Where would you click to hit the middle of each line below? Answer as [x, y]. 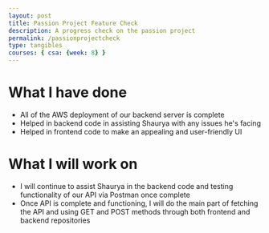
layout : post [30, 16]
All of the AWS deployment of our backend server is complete [122, 114]
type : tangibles [35, 46]
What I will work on [73, 164]
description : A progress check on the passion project [102, 30]
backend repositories [55, 220]
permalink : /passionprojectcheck [64, 38]
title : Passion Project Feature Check [73, 23]
